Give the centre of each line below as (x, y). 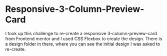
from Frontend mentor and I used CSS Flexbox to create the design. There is (84, 39)
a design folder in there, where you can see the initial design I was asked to (83, 44)
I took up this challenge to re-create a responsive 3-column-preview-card (81, 33)
